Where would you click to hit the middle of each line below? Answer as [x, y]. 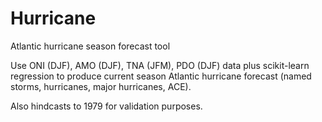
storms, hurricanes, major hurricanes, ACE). [101, 86]
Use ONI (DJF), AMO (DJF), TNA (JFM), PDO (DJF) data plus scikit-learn [160, 65]
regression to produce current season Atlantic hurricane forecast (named [161, 76]
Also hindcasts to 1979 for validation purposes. [106, 106]
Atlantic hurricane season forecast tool [90, 46]
